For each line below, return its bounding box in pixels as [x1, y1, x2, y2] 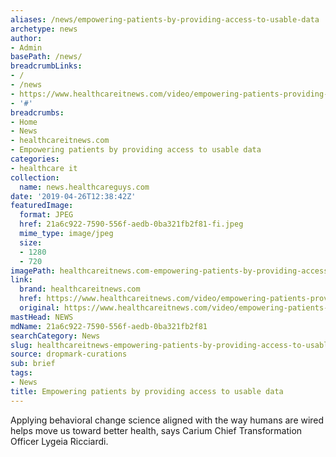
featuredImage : [10, 201, 74, 211]
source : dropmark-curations [10, 349, 128, 360]
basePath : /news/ [10, 52, 83, 62]
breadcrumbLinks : [10, 61, 83, 71]
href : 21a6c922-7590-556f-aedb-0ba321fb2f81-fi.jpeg [19, 219, 244, 230]
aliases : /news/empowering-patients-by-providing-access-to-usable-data [10, 14, 320, 25]
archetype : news [10, 24, 78, 34]
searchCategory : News [10, 331, 101, 341]
